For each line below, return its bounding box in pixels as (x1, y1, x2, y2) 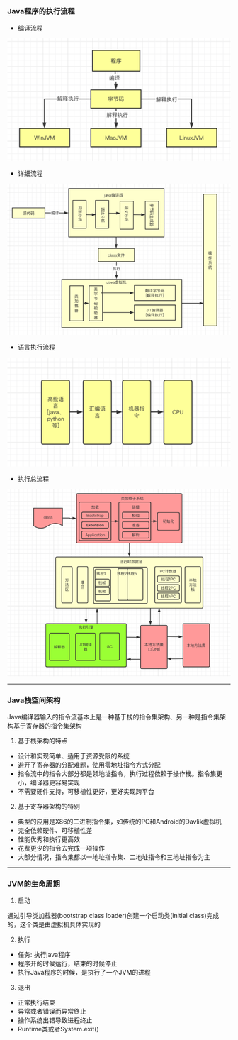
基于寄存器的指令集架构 (13, 721, 82, 730)
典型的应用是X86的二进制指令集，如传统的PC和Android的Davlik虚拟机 (17, 817, 222, 826)
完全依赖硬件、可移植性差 (17, 826, 93, 835)
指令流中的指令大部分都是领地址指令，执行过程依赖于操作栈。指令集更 (17, 770, 223, 778)
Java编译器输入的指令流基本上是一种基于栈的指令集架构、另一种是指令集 (7, 713, 220, 721)
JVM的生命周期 (7, 879, 60, 889)
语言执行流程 (17, 343, 55, 351)
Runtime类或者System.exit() (17, 1025, 99, 1034)
